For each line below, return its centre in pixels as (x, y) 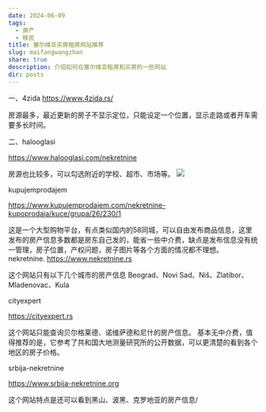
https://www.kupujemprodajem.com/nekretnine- (87, 205)
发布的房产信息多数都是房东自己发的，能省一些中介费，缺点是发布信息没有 (129, 239)
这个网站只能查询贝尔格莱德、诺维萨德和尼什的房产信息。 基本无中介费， (127, 332)
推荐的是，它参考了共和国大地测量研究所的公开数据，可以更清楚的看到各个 (136, 342)
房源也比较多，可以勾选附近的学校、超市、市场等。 (91, 174)
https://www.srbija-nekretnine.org (64, 383)
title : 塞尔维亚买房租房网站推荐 (56, 45)
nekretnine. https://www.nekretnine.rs (70, 258)
